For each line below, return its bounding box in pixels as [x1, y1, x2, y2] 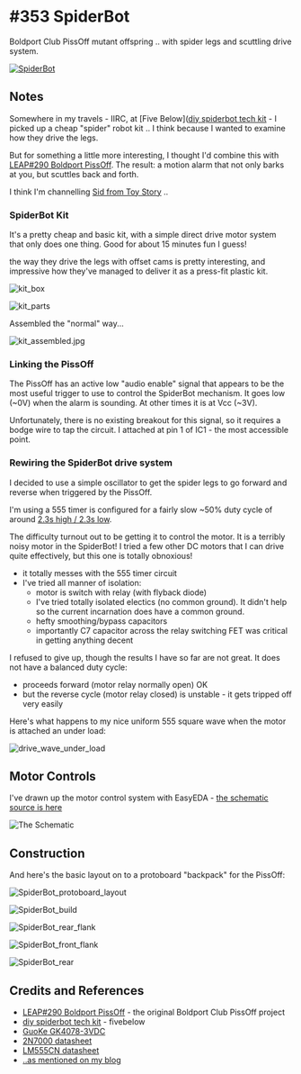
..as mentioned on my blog [22, 1055, 121, 1066]
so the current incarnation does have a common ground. [35, 606, 245, 617]
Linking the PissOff [9, 357, 94, 370]
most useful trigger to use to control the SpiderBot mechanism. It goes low [9, 388, 286, 399]
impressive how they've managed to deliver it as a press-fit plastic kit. [9, 266, 269, 276]
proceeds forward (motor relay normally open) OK [22, 679, 208, 690]
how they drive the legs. [9, 132, 99, 143]
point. [9, 434, 31, 445]
